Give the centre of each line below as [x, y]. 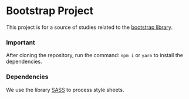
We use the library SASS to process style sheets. [65, 90]
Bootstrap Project [50, 11]
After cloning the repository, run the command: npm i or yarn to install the [95, 55]
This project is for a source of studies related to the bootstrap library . [90, 27]
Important [21, 42]
